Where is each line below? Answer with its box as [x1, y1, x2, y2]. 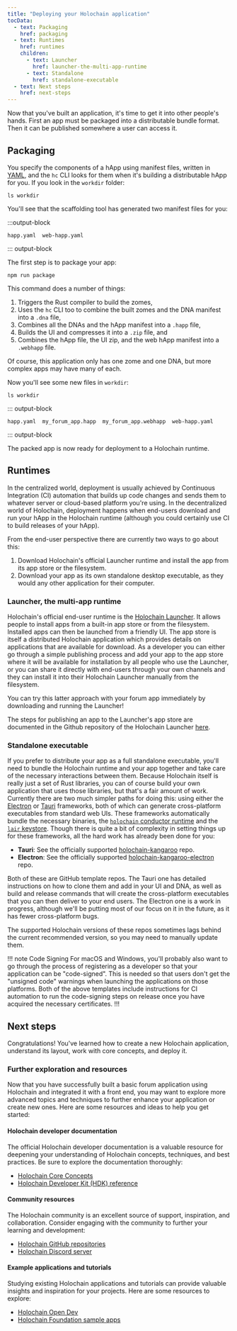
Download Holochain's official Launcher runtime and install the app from [17, 556, 229, 564]
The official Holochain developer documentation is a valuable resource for [7, 1142, 224, 1151]
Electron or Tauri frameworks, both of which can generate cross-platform [7, 802, 221, 810]
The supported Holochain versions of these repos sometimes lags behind [7, 926, 221, 934]
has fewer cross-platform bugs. [7, 912, 100, 921]
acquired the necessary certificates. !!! [7, 1000, 120, 1009]
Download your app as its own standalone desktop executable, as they [17, 571, 224, 580]
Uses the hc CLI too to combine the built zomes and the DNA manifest [17, 305, 221, 314]
